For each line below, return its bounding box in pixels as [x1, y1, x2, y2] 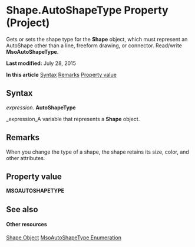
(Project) [6, 16, 50, 30]
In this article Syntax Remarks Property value [6, 71, 117, 78]
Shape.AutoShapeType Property [6, 4, 169, 17]
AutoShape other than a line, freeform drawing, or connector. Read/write [6, 42, 183, 49]
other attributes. [6, 154, 45, 161]
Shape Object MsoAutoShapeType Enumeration [6, 234, 122, 241]
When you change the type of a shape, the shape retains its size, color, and [6, 148, 190, 155]
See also [6, 204, 38, 214]
